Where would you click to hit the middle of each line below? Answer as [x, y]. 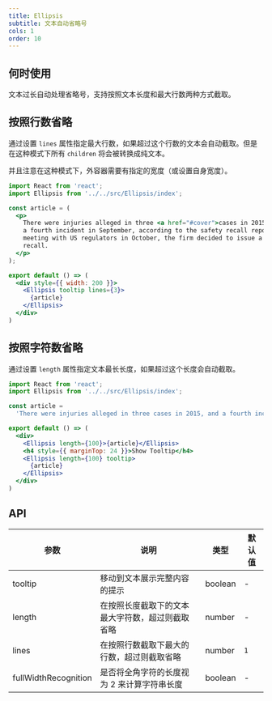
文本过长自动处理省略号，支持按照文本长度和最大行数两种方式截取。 [122, 95]
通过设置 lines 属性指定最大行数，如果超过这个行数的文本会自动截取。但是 [133, 143]
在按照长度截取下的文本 [144, 605]
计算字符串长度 [154, 684]
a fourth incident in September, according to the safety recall [136, 231]
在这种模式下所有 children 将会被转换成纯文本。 [89, 153]
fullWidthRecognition [52, 678]
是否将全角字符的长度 [140, 672]
